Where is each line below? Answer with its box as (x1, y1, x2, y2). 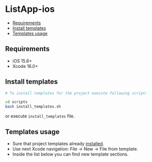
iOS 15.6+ (12, 58, 32, 64)
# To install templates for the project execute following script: (5, 91, 148, 96)
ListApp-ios (5, 3, 55, 15)
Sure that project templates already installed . (12, 141, 104, 147)
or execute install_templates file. (5, 113, 75, 119)
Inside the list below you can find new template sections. (12, 151, 129, 157)
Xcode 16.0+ (12, 63, 38, 69)
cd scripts (5, 100, 28, 105)
